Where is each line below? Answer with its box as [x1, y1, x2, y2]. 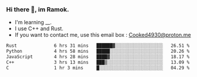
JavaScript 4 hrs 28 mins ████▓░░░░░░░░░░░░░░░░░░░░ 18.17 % [6, 54, 190, 60]
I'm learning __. [14, 19, 52, 26]
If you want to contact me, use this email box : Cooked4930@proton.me [14, 31, 191, 38]
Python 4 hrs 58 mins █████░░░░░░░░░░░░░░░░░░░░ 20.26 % [6, 49, 190, 54]
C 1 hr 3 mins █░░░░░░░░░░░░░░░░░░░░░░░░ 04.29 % [6, 65, 190, 70]
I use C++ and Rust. [14, 25, 63, 32]
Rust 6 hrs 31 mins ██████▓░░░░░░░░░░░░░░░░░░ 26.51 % [6, 43, 190, 49]
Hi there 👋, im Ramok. [6, 5, 69, 14]
